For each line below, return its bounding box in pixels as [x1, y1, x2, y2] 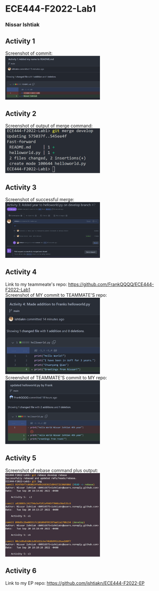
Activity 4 [5, 268, 37, 277]
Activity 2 [5, 109, 37, 118]
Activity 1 [5, 36, 35, 46]
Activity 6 [5, 567, 37, 575]
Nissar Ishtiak [5, 21, 40, 28]
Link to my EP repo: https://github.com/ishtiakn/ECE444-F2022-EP [5, 580, 145, 586]
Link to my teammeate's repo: [5, 281, 67, 287]
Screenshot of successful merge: [5, 196, 75, 203]
